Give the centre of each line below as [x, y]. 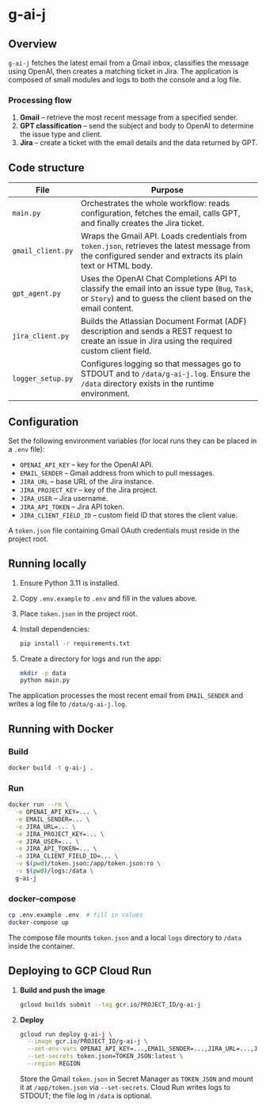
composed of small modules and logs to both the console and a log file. [125, 80]
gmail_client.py [43, 251]
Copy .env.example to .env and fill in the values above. [108, 598]
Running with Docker [61, 729]
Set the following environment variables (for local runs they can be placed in [133, 441]
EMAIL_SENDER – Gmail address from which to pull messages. [117, 472]
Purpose [167, 190]
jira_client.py [41, 336]
